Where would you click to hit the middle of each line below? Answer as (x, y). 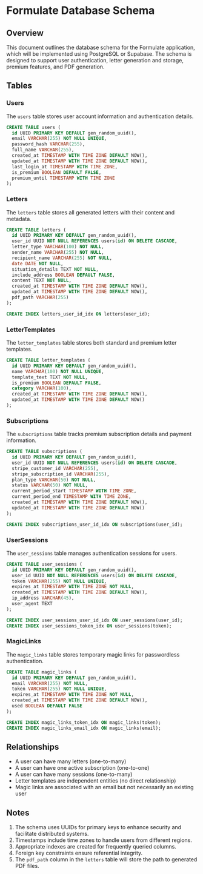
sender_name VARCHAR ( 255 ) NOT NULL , (58, 253)
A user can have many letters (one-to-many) (71, 761)
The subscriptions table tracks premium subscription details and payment (99, 434)
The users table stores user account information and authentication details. (100, 116)
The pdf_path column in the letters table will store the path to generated (106, 859)
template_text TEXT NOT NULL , (50, 377)
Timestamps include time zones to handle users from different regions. (104, 840)
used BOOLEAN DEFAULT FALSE (47, 706)
